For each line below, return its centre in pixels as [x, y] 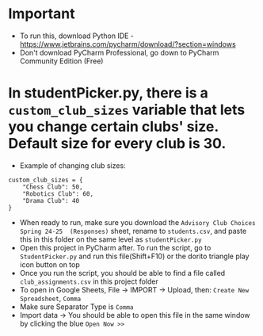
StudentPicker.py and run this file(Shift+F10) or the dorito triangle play [134, 256]
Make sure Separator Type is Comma [76, 307]
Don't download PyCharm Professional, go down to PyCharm [119, 52]
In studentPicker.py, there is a [108, 93]
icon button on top [50, 264]
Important [42, 14]
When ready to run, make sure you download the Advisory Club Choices [137, 222]
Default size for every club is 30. [117, 144]
